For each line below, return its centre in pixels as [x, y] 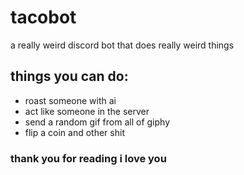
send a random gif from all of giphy [97, 122]
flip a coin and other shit [74, 132]
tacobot [43, 17]
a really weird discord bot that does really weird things [122, 45]
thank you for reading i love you [88, 158]
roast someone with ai [70, 100]
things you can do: [69, 76]
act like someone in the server [87, 111]
